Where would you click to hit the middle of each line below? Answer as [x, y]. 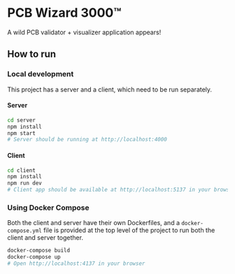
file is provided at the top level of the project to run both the [129, 230]
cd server [22, 120]
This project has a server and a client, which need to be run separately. [109, 89]
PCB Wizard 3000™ [64, 13]
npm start [22, 133]
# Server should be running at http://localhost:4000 [87, 140]
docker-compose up [34, 257]
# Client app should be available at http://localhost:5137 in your [109, 190]
